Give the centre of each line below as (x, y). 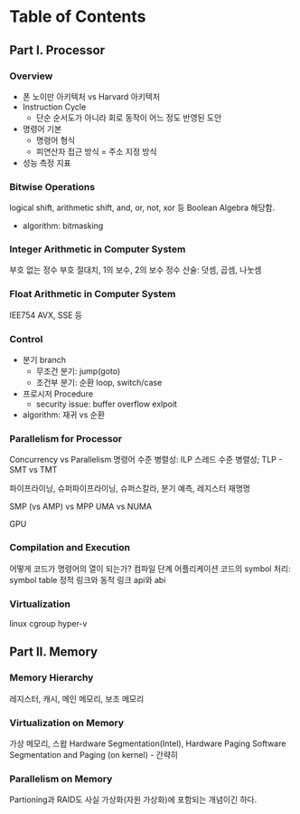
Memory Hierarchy (52, 678)
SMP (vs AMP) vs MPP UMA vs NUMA (80, 507)
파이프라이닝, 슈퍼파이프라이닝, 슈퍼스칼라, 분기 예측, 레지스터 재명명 (130, 488)
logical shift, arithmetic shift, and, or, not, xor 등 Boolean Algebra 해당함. (142, 208)
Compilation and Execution (70, 548)
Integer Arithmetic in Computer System (98, 249)
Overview (31, 76)
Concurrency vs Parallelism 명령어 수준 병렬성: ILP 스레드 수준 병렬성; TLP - (146, 460)
